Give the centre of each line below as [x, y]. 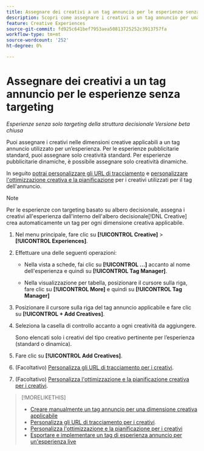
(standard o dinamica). [43, 343]
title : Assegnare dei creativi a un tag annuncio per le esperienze [95, 12]
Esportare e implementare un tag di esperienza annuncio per [106, 435]
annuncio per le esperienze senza [93, 94]
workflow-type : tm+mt [34, 35]
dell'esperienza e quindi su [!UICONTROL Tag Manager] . [96, 270]
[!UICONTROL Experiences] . [51, 241]
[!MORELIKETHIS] [43, 397]
